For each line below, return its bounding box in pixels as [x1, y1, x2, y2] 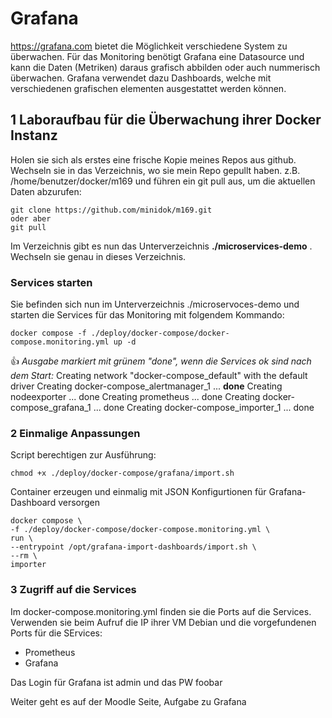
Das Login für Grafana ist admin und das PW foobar [10, 676, 223, 688]
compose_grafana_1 [10, 402, 92, 414]
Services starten [10, 275, 93, 289]
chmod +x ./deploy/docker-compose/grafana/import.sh [10, 468, 235, 479]
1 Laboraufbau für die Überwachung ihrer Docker [10, 112, 322, 129]
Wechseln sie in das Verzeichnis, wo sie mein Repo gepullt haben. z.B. [10, 164, 301, 176]
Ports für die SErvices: [10, 627, 103, 639]
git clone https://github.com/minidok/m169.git [10, 205, 213, 215]
